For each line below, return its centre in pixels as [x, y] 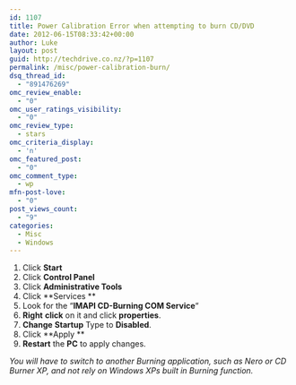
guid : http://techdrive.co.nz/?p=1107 [82, 59]
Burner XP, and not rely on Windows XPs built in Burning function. [131, 371]
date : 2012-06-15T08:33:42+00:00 [72, 34]
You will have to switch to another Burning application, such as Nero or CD [148, 361]
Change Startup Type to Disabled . [87, 325]
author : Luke [34, 43]
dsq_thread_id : [38, 76]
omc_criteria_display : [52, 142]
